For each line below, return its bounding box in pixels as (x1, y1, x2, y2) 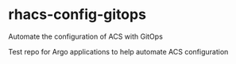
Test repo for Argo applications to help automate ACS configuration (8, 47, 229, 56)
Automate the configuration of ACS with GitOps (8, 32, 163, 41)
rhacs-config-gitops (8, 6, 147, 24)
